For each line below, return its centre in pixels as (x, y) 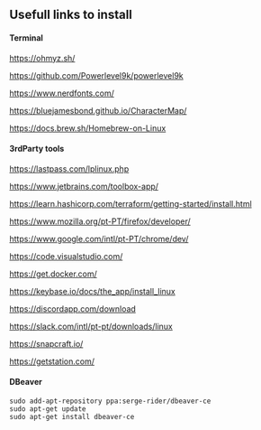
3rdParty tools (37, 149)
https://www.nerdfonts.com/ (62, 93)
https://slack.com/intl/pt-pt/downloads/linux (91, 326)
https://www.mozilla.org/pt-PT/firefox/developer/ (100, 221)
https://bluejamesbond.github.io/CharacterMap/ (98, 110)
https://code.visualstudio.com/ (66, 256)
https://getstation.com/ (52, 361)
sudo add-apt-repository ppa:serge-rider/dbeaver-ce (110, 401)
